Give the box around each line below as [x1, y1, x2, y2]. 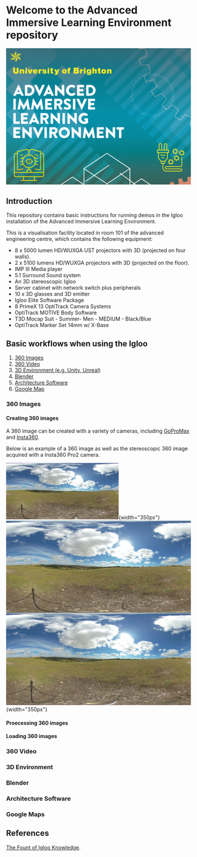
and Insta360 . [6, 434, 40, 441]
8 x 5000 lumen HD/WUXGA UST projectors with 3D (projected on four [14, 247, 186, 254]
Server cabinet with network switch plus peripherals [14, 284, 141, 291]
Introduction [6, 196, 53, 206]
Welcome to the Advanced [6, 4, 138, 17]
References [6, 828, 49, 838]
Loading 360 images [6, 733, 57, 740]
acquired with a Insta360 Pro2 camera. [6, 451, 100, 458]
